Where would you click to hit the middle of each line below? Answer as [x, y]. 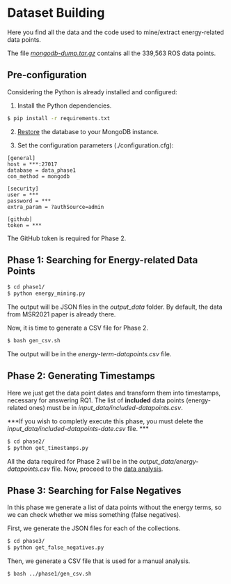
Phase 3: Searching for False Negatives [95, 491]
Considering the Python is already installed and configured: [92, 92]
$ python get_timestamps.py [48, 448]
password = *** [29, 200]
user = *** [23, 195]
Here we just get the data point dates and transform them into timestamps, [114, 393]
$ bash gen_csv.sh [34, 341]
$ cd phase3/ [26, 541]
